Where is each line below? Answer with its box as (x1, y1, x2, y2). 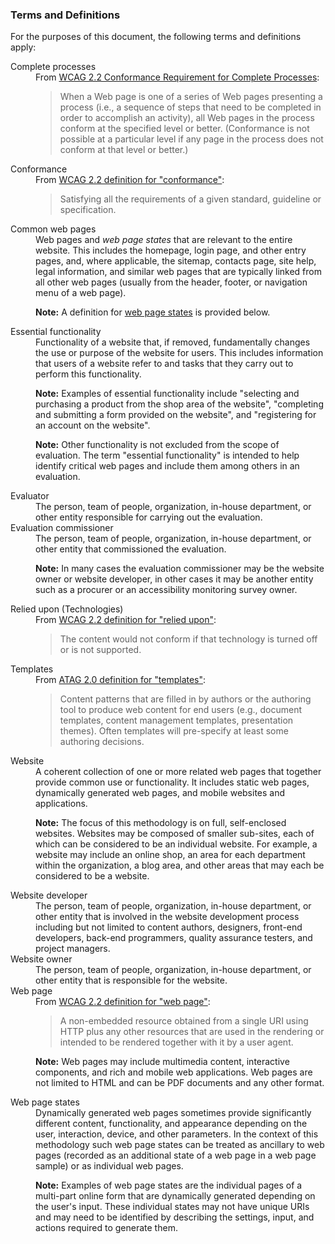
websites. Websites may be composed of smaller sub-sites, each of (35, 828, 315, 840)
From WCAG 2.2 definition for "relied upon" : (35, 614, 217, 626)
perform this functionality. (35, 368, 142, 380)
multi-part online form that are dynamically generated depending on (35, 1190, 316, 1202)
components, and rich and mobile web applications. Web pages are (35, 1066, 313, 1078)
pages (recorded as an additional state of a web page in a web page (35, 1149, 317, 1162)
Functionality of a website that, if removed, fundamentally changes (35, 336, 311, 348)
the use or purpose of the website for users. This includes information (35, 347, 324, 359)
